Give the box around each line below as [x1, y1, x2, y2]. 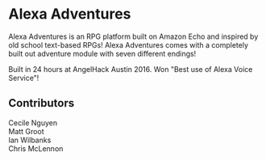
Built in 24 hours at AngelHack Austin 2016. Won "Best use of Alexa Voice [8, 64, 253, 74]
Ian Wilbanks [8, 135, 52, 145]
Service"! [8, 73, 39, 82]
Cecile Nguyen [8, 118, 58, 128]
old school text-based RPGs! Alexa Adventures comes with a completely [8, 40, 248, 49]
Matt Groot [8, 126, 44, 136]
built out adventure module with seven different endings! [8, 48, 197, 58]
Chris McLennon [8, 143, 64, 154]
